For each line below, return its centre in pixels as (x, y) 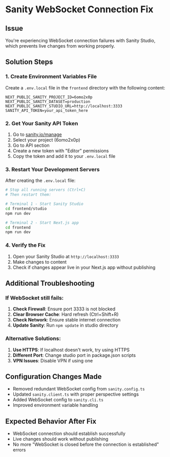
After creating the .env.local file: (40, 180)
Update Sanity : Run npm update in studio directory (66, 325)
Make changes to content (40, 262)
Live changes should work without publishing (60, 439)
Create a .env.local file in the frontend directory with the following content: (85, 87)
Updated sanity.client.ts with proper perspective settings (76, 394)
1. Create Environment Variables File (51, 77)
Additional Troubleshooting (50, 283)
